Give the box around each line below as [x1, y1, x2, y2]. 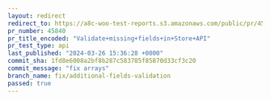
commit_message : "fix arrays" [7, 65, 110, 73]
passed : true [7, 79, 52, 87]
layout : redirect [7, 11, 66, 20]
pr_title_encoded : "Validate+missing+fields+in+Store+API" [7, 34, 211, 43]
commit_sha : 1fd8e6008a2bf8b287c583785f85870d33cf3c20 [7, 57, 197, 65]
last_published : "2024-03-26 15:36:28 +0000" [7, 49, 163, 57]
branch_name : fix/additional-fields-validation [7, 72, 171, 80]
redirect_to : [7, 19, 52, 27]
